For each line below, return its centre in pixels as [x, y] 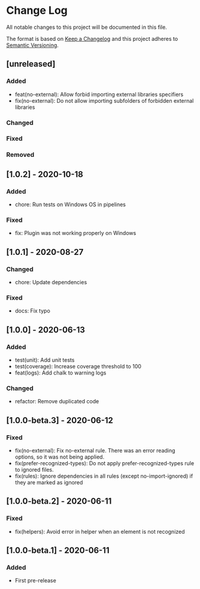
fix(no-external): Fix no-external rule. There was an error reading [95, 451]
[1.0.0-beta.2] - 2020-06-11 [59, 502]
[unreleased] [31, 64]
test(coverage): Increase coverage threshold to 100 [78, 367]
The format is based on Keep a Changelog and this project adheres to [92, 38]
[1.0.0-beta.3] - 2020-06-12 [60, 420]
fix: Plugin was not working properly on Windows [75, 233]
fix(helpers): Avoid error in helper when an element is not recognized [100, 531]
